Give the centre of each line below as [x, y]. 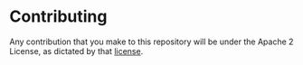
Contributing [58, 17]
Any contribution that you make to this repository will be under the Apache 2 [151, 42]
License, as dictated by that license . [76, 51]
